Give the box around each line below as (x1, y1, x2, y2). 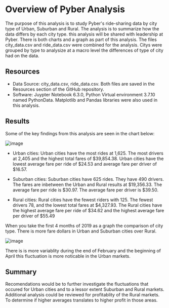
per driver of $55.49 (12, 213, 55, 219)
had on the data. (5, 52, 39, 59)
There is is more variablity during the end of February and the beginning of (5, 247, 161, 254)
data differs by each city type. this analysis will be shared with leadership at (5, 31, 163, 37)
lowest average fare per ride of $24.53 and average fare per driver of (12, 161, 157, 167)
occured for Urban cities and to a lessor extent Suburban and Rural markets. (5, 286, 164, 292)
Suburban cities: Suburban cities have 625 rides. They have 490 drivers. (12, 176, 164, 182)
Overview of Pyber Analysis (5, 4, 125, 15)
